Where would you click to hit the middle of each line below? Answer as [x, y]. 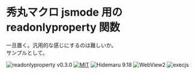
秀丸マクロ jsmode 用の [64, 12]
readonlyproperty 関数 [63, 27]
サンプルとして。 [27, 52]
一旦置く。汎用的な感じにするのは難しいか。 [61, 45]
